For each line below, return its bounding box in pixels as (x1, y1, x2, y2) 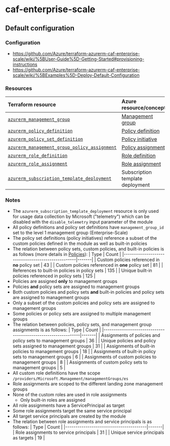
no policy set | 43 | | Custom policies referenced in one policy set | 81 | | (12, 262, 163, 268)
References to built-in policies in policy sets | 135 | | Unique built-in (12, 268, 153, 274)
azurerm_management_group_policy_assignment (8, 145, 117, 150)
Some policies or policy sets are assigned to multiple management (12, 311, 151, 317)
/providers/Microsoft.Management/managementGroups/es (12, 376, 129, 381)
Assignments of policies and (101, 332, 160, 338)
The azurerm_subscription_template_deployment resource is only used (12, 208, 159, 214)
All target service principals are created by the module (12, 413, 126, 420)
